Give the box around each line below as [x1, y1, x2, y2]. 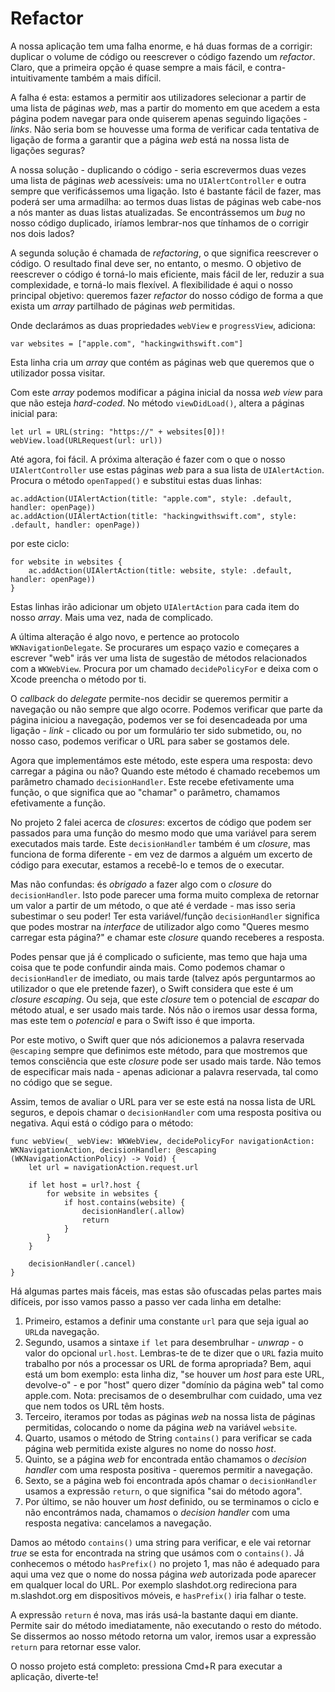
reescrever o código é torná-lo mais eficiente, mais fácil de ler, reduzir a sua [10, 268, 325, 280]
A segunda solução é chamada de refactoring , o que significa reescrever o [10, 247, 319, 259]
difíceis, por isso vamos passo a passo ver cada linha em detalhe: [10, 1295, 282, 1307]
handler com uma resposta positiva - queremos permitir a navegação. [24, 1463, 313, 1476]
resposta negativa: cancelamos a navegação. [24, 1517, 212, 1529]
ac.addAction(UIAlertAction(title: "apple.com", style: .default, [10, 493, 293, 504]
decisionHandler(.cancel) [28, 1258, 137, 1269]
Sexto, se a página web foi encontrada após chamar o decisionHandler [24, 1474, 318, 1486]
